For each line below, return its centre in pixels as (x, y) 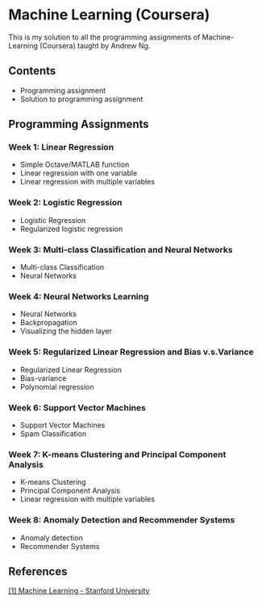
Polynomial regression (57, 386)
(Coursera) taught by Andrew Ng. (95, 45)
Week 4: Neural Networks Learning (79, 296)
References (38, 571)
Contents (32, 71)
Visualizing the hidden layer (66, 331)
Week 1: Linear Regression (61, 147)
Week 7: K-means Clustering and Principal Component (117, 454)
